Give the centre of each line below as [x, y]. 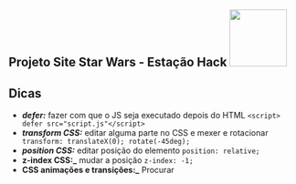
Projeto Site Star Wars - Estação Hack [118, 62]
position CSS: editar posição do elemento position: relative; [141, 150]
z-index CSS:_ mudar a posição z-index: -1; [107, 160]
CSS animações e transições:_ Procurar [98, 170]
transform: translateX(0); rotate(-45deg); [106, 142]
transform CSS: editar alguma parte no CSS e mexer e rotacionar [145, 133]
